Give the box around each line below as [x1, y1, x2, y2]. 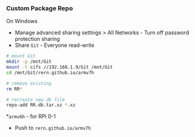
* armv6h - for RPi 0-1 [6, 113, 56, 120]
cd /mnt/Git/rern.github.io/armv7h [6, 69, 95, 75]
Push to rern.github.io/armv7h [14, 125, 91, 132]
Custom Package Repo [6, 4, 73, 12]
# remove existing [6, 80, 52, 87]
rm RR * [6, 86, 23, 92]
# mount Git [6, 53, 36, 59]
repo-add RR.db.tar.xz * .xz [6, 102, 76, 108]
